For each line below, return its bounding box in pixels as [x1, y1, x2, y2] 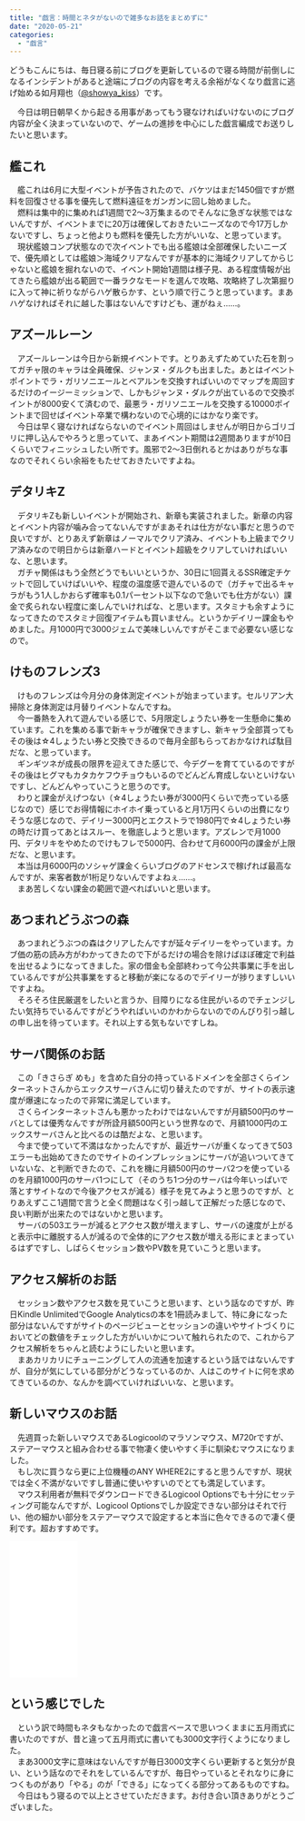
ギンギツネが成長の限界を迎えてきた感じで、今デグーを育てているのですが [16, 757, 295, 768]
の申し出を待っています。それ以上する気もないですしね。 [9, 1017, 223, 1028]
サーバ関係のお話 [9, 1046, 105, 1062]
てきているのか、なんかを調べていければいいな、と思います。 [9, 1377, 239, 1388]
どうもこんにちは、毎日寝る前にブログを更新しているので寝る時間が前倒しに [9, 64, 296, 75]
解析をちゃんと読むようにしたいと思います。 [33, 1342, 200, 1353]
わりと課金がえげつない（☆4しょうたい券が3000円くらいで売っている [16, 792, 281, 803]
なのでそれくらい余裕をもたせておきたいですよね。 [9, 455, 201, 466]
